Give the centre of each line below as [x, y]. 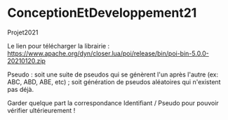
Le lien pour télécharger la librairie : [59, 46]
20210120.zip [26, 60]
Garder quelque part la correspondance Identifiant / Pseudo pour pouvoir [113, 102]
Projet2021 [23, 32]
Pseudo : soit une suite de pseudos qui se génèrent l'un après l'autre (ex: [113, 74]
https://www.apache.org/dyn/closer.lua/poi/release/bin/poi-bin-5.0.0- [108, 53]
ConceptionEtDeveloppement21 [102, 13]
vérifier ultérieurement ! [41, 110]
